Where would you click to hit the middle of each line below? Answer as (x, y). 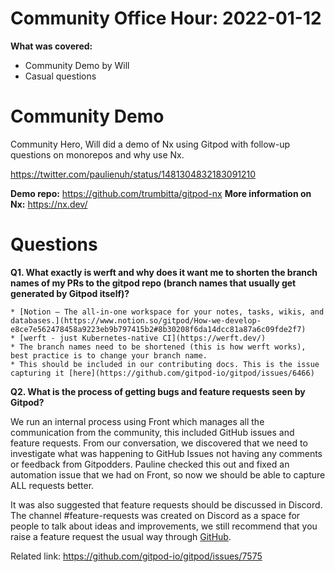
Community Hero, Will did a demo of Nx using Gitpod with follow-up (150, 144)
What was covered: (51, 46)
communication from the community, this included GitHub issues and (152, 432)
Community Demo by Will (77, 65)
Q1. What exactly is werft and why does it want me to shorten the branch (164, 272)
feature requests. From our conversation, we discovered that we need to (159, 443)
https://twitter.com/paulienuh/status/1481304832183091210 (133, 174)
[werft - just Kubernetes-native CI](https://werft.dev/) (143, 338)
